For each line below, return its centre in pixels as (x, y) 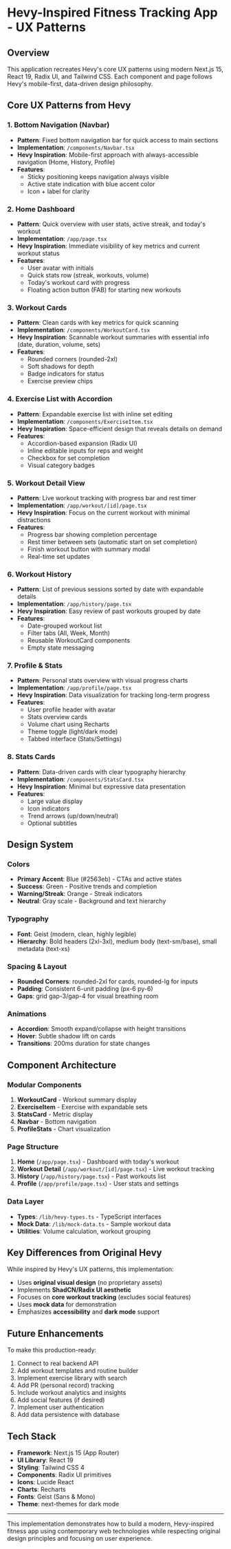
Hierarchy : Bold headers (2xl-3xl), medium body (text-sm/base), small (117, 941)
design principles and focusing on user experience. (80, 1539)
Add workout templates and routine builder (78, 1371)
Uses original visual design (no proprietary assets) (90, 1283)
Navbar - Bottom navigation (57, 1122)
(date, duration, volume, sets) (59, 345)
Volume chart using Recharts (68, 725)
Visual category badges (61, 465)
